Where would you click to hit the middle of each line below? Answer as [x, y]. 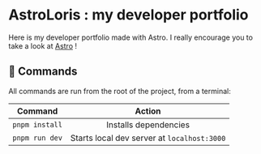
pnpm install [38, 124]
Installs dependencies [148, 125]
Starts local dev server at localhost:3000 [148, 138]
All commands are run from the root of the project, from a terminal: [120, 91]
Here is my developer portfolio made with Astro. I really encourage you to [131, 37]
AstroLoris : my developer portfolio [128, 15]
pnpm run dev [38, 138]
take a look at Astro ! [43, 45]
